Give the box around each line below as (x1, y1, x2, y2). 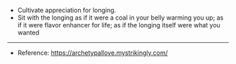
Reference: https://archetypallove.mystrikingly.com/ (17, 49, 169, 57)
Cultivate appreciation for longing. (17, 6, 117, 14)
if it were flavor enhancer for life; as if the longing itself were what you (17, 21, 221, 29)
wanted (17, 28, 40, 37)
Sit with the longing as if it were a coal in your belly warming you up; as (17, 13, 223, 22)
